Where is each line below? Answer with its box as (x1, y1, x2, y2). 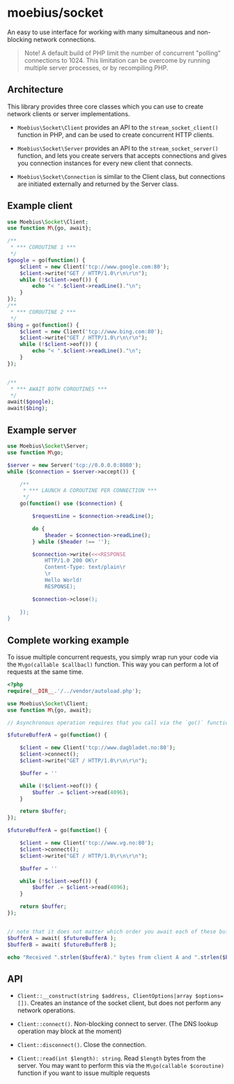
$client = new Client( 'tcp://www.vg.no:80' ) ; (19, 840, 155, 847)
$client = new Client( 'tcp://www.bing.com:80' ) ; (19, 328, 164, 335)
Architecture (7, 84, 64, 95)
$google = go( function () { (7, 256, 86, 264)
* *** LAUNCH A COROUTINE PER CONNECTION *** (22, 487, 157, 494)
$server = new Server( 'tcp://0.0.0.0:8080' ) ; (7, 462, 141, 469)
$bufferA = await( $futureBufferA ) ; (7, 934, 117, 941)
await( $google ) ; (7, 398, 54, 405)
